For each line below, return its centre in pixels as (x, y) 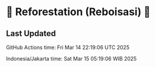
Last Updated (31, 33)
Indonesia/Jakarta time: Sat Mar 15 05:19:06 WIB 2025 (71, 59)
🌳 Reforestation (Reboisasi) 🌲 (78, 12)
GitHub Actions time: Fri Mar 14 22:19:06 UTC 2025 (68, 47)
